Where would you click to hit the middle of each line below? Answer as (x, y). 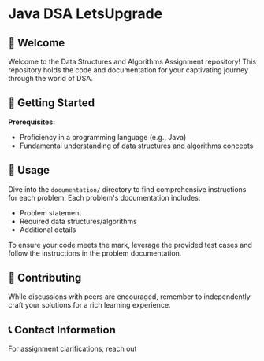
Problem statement (50, 212)
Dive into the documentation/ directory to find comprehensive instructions (127, 189)
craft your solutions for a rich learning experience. (89, 305)
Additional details (48, 230)
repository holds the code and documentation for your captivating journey (128, 70)
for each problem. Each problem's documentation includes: (104, 197)
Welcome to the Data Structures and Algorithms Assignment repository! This (132, 61)
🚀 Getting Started (52, 103)
